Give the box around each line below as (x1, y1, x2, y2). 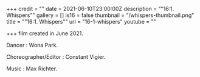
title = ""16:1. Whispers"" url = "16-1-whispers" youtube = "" (6, 18, 156, 25)
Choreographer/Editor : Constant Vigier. (6, 53, 106, 60)
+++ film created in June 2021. (6, 30, 84, 37)
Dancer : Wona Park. (6, 42, 58, 49)
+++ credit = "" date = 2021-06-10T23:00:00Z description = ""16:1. (6, 5, 174, 12)
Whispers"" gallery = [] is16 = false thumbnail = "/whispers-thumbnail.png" (6, 12, 195, 19)
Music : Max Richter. (6, 65, 58, 72)
